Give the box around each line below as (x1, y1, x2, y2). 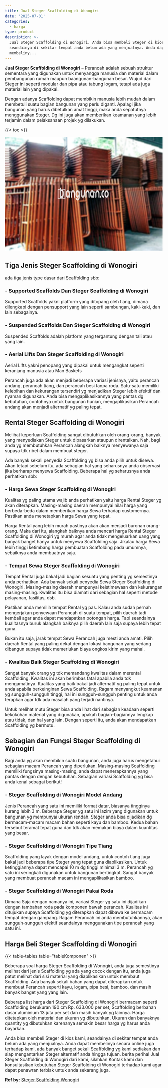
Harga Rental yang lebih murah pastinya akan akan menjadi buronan (5, 522, 146, 528)
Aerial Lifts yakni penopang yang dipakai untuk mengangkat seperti (5, 362, 144, 368)
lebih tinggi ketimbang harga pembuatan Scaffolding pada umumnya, (5, 544, 147, 550)
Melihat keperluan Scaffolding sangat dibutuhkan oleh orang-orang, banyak (5, 431, 161, 438)
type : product (5, 29, 35, 35)
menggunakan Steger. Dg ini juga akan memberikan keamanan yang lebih (5, 112, 157, 118)
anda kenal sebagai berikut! (5, 779, 62, 785)
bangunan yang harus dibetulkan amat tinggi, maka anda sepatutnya (5, 106, 146, 112)
